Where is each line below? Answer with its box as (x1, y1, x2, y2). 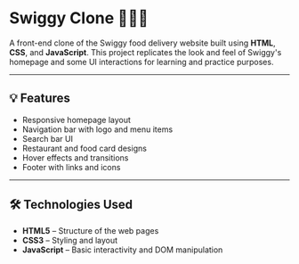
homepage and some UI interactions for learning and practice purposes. (9, 56, 274, 67)
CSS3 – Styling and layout (21, 235, 118, 245)
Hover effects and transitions (21, 152, 129, 163)
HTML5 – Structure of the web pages (21, 225, 159, 235)
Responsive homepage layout (21, 114, 132, 125)
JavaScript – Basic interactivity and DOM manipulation (21, 244, 223, 255)
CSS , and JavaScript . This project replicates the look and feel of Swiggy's (9, 46, 282, 57)
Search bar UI (21, 133, 74, 144)
